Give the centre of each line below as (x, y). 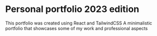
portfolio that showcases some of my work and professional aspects (76, 28)
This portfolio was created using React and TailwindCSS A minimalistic (79, 23)
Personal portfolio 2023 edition (72, 9)
